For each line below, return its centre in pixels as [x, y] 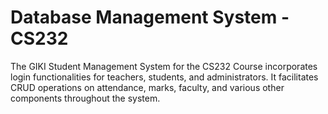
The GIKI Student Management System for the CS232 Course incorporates [164, 66]
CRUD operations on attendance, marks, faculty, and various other [147, 87]
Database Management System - [150, 17]
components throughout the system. [85, 98]
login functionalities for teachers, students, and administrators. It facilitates [164, 77]
